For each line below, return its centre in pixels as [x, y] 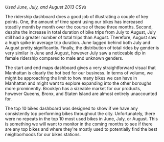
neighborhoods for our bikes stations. [43, 134]
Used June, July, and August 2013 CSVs [46, 7]
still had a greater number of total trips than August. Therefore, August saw [81, 37]
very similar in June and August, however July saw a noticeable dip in [75, 53]
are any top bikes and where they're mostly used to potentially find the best [81, 129]
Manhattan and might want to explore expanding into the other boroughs [78, 83]
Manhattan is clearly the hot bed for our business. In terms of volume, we [79, 73]
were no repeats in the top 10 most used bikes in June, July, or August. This [82, 119]
